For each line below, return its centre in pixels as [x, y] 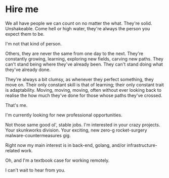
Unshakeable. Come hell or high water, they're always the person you [78, 28]
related [13, 150]
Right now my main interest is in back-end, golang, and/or [66, 145]
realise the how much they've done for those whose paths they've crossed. [84, 95]
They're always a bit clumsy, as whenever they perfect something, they [80, 79]
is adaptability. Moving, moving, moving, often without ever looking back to [83, 90]
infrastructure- [142, 145]
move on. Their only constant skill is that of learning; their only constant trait [85, 85]
